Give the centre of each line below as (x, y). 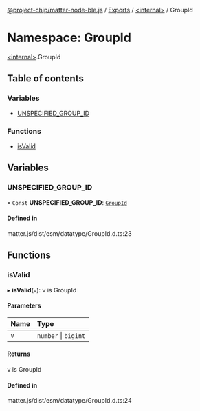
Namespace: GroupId (69, 38)
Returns (19, 354)
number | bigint (61, 335)
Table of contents (45, 79)
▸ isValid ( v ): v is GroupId (42, 290)
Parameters (24, 305)
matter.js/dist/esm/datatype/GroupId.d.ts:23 (69, 233)
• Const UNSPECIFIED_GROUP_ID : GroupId (67, 202)
